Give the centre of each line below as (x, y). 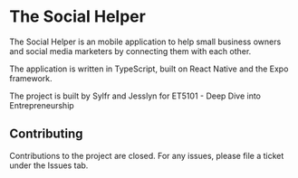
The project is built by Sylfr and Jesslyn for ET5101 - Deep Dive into (135, 96)
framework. (31, 78)
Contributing (46, 134)
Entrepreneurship (42, 105)
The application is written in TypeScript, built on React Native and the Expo (149, 69)
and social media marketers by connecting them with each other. (130, 51)
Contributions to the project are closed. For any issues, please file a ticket (147, 155)
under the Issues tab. (49, 165)
